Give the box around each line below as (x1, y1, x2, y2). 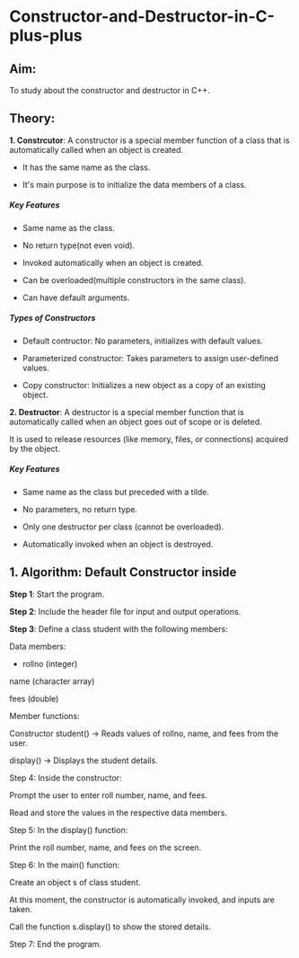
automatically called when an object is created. (9, 144, 184, 155)
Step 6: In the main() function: (9, 859, 120, 870)
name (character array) (9, 676, 95, 687)
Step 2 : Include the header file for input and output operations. (9, 606, 242, 616)
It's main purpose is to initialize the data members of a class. (22, 179, 247, 190)
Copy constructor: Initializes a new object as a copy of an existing (22, 379, 267, 390)
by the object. (9, 443, 61, 454)
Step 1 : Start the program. (9, 589, 105, 599)
